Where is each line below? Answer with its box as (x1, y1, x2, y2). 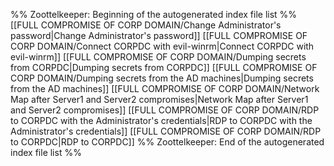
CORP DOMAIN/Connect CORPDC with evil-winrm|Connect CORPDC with (10, 40, 315, 52)
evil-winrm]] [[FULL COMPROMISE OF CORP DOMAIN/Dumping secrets (10, 51, 307, 63)
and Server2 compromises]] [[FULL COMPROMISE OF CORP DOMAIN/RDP (10, 104, 320, 116)
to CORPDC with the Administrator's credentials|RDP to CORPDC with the (10, 115, 313, 126)
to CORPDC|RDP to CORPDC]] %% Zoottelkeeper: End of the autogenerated (10, 136, 325, 148)
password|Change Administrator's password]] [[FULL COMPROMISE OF (10, 30, 308, 41)
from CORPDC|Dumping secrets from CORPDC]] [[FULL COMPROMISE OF (10, 62, 318, 73)
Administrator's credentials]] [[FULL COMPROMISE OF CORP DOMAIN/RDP (10, 125, 322, 137)
